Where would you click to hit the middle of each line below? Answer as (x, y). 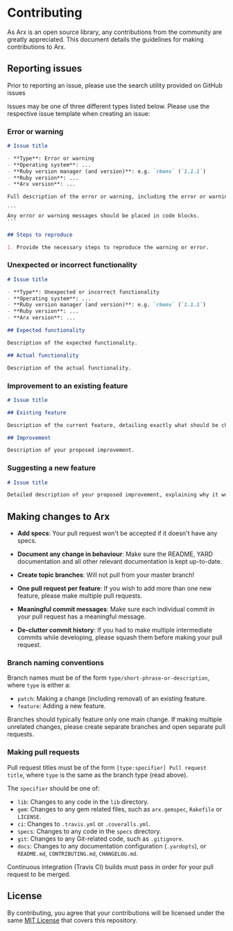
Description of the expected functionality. (72, 343)
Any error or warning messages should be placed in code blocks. (103, 216)
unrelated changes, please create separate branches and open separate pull (116, 727)
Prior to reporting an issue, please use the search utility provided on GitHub (115, 85)
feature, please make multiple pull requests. (80, 596)
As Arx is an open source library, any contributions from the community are (115, 32)
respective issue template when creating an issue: (79, 113)
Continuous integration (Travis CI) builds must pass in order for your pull (110, 866)
